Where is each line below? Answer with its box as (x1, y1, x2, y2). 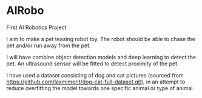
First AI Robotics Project (6, 24, 67, 31)
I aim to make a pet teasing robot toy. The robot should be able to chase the (6, 35, 196, 42)
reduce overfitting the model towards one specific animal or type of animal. (6, 84, 195, 91)
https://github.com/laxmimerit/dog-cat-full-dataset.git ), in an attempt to (6, 78, 186, 85)
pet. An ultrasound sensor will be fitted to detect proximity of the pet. (6, 60, 179, 67)
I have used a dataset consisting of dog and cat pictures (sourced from (6, 71, 184, 79)
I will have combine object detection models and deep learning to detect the (6, 53, 197, 60)
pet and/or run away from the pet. (6, 42, 91, 49)
